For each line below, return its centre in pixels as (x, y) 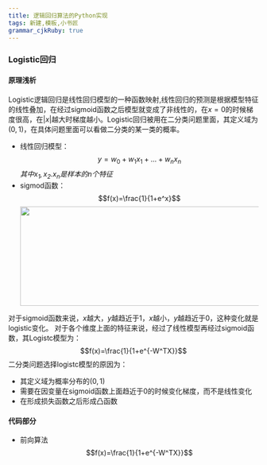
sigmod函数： (43, 186)
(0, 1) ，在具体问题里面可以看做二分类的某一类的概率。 (96, 129)
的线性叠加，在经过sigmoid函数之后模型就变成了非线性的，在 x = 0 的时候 (128, 109)
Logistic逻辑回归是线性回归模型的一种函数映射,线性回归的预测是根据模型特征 (133, 99)
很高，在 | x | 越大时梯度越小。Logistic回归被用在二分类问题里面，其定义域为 (136, 119)
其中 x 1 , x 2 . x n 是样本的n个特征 (66, 175)
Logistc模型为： (55, 338)
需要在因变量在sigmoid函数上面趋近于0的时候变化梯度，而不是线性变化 (136, 391)
